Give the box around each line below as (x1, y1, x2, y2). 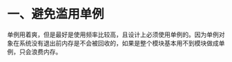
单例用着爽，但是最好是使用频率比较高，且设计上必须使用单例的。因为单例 (7, 30, 219, 39)
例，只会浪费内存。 (7, 48, 62, 56)
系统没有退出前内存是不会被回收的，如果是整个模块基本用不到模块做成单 (19, 39, 225, 47)
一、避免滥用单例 (7, 6, 105, 22)
